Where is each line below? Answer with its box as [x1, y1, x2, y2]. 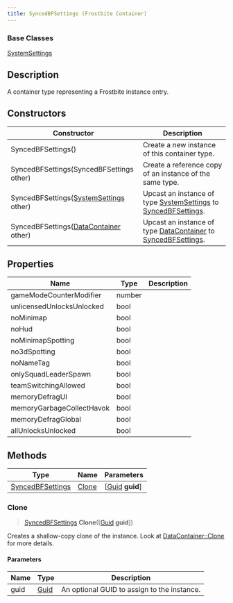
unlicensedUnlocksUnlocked [10, 301, 104, 311]
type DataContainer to [143, 226, 215, 236]
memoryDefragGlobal [10, 415, 82, 424]
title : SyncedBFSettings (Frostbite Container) [7, 10, 148, 17]
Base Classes [7, 33, 54, 42]
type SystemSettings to [143, 197, 219, 207]
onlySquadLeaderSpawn [10, 370, 92, 379]
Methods [7, 449, 47, 461]
